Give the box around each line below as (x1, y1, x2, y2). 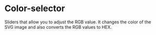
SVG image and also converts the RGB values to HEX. (4, 24, 112, 30)
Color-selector (4, 3, 65, 14)
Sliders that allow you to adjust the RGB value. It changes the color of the (4, 19, 152, 25)
